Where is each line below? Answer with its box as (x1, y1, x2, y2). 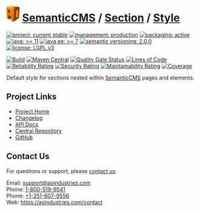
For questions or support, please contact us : (6, 167, 117, 174)
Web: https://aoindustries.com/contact (6, 198, 103, 206)
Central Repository (15, 127, 62, 134)
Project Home (15, 108, 50, 115)
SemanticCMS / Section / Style (22, 11, 180, 25)
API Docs (15, 120, 38, 128)
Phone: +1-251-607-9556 (6, 192, 70, 199)
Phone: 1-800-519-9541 (6, 185, 65, 193)
